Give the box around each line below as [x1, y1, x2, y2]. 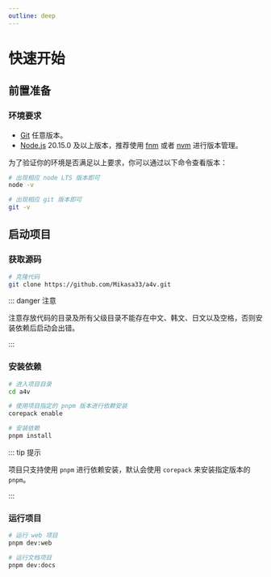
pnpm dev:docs [8, 561, 56, 569]
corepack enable [8, 409, 63, 418]
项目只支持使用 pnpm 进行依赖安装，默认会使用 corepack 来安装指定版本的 [8, 465, 251, 474]
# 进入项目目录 [8, 380, 52, 388]
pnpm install [8, 432, 52, 440]
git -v [8, 203, 31, 211]
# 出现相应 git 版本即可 [8, 196, 82, 204]
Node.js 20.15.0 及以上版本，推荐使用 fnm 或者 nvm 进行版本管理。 [19, 140, 243, 150]
